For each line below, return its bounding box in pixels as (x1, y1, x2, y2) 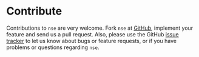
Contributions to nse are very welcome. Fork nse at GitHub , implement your (6, 24, 194, 32)
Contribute (6, 4, 62, 18)
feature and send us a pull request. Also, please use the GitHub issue (6, 30, 179, 38)
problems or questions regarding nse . (6, 44, 99, 51)
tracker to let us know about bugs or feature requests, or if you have (6, 37, 177, 44)
